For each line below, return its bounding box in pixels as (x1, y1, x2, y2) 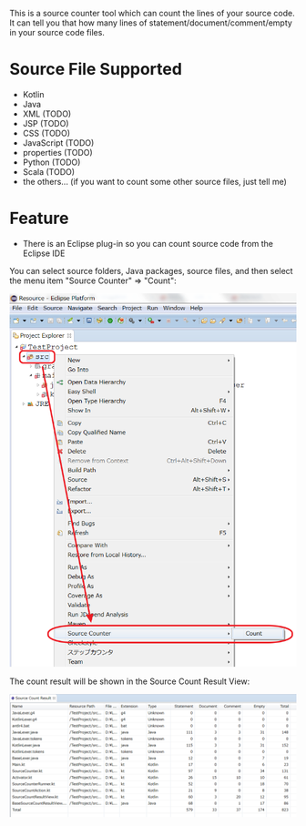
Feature (9, 209, 69, 229)
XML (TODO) (22, 108, 72, 119)
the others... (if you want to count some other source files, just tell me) (22, 176, 287, 187)
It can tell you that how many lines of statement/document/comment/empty (9, 17, 293, 28)
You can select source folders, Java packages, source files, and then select (9, 265, 293, 276)
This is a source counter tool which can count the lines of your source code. (9, 8, 295, 18)
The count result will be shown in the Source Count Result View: (9, 676, 250, 687)
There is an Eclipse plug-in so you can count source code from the (22, 238, 274, 249)
